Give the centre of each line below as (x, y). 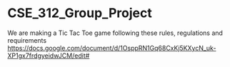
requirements (27, 40)
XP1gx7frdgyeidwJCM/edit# (49, 56)
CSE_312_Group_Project (80, 13)
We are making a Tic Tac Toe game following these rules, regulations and (115, 33)
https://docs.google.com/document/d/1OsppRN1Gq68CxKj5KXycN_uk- (112, 48)
